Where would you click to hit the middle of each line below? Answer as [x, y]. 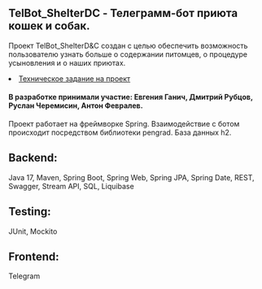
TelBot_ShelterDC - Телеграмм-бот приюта [123, 13]
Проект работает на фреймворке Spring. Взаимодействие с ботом [124, 124]
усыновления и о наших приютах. [67, 63]
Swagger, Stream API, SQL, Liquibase [71, 186]
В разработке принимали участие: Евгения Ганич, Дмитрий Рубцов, [131, 97]
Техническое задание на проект [75, 78]
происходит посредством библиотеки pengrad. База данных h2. [120, 132]
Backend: [33, 158]
